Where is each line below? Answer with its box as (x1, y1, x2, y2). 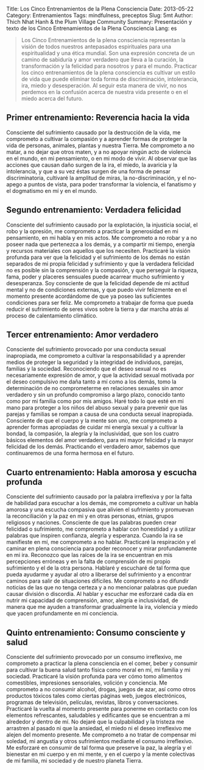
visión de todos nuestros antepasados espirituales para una (21, 43, 172, 50)
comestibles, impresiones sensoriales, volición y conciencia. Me (6, 679, 167, 686)
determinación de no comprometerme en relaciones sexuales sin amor (6, 385, 184, 392)
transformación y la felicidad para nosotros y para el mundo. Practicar (21, 62, 197, 70)
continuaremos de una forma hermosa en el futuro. (6, 449, 135, 457)
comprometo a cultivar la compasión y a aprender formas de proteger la (6, 135, 188, 142)
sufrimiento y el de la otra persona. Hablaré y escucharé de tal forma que (6, 564, 190, 572)
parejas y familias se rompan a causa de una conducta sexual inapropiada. (6, 410, 194, 418)
